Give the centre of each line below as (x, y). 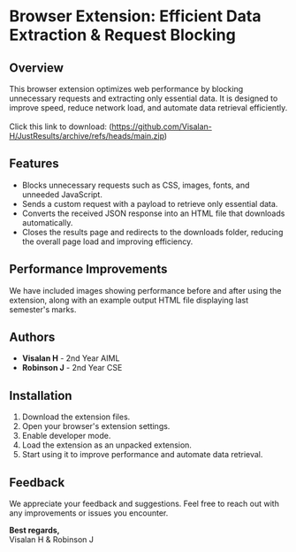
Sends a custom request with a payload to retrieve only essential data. (150, 203)
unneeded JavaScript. (62, 194)
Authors (32, 337)
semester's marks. (43, 309)
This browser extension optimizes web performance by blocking (126, 89)
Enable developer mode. (66, 436)
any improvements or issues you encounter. (89, 513)
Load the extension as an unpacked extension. (107, 445)
